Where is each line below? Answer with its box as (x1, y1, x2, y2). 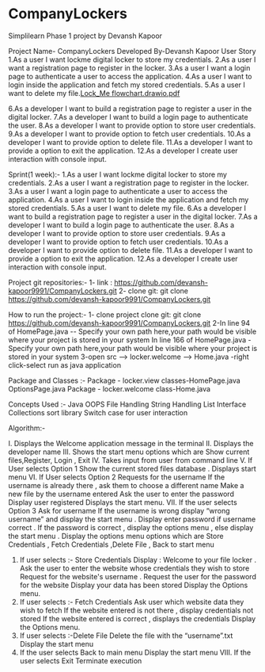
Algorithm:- (8, 423, 46, 433)
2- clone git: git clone (118, 286, 188, 296)
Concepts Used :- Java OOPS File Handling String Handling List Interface (8, 399, 247, 409)
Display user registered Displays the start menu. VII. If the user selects (8, 497, 237, 507)
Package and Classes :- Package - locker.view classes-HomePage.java (8, 376, 241, 385)
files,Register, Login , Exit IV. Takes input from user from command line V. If (8, 455, 253, 464)
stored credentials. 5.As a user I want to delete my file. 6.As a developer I (8, 203, 247, 212)
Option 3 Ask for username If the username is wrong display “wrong (8, 506, 231, 515)
